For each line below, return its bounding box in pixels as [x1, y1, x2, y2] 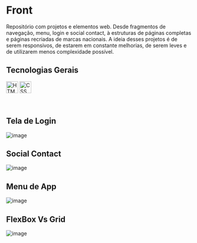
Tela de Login [6, 116, 57, 126]
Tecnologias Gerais [6, 65, 78, 75]
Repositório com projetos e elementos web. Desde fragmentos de [6, 23, 166, 30]
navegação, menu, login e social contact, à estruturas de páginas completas [6, 29, 192, 36]
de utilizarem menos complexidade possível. [6, 48, 114, 55]
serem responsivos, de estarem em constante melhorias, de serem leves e [6, 42, 187, 49]
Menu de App [6, 181, 57, 192]
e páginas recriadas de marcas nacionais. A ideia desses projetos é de [6, 35, 178, 42]
